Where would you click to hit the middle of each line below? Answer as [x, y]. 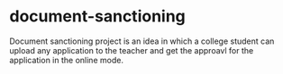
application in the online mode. [67, 60]
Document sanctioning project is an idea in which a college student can [142, 41]
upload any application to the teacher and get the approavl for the [132, 50]
